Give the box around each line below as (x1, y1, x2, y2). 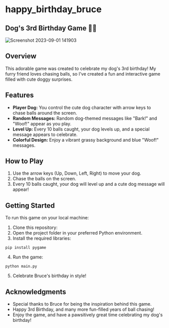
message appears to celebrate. (12, 131, 78, 138)
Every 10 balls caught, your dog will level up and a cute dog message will (12, 181, 165, 187)
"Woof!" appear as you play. (12, 120, 72, 126)
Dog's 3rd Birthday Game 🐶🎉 (5, 24, 97, 32)
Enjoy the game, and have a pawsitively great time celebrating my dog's (12, 312, 163, 318)
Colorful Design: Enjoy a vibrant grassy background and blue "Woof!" (12, 137, 159, 143)
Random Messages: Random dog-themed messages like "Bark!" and (12, 115, 157, 121)
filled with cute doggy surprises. (5, 76, 72, 82)
